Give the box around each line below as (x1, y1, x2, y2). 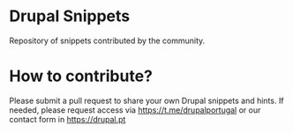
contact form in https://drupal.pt (9, 114, 126, 124)
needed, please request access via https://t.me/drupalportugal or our (9, 104, 261, 115)
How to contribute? (9, 66, 153, 86)
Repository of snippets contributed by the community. (9, 35, 206, 46)
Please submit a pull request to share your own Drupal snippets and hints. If (9, 95, 284, 106)
